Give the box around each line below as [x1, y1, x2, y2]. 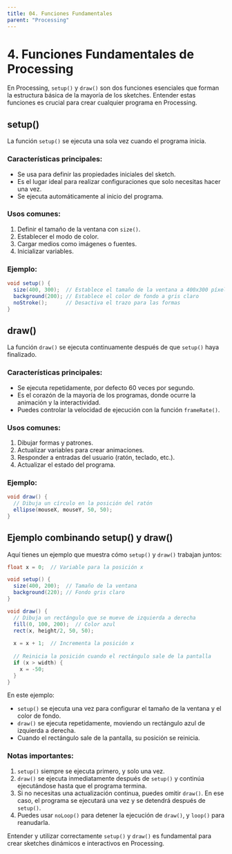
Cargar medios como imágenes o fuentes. [17, 239, 137, 248]
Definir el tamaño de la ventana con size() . [17, 225, 141, 233]
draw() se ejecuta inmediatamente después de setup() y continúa [17, 774, 205, 782]
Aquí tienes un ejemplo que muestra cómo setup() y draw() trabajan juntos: [7, 550, 222, 559]
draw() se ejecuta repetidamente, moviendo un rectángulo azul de [17, 719, 206, 727]
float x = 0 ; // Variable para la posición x [7, 564, 144, 570]
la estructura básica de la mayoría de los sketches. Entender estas [7, 91, 196, 100]
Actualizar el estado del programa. [17, 461, 116, 469]
